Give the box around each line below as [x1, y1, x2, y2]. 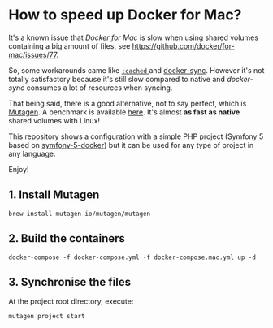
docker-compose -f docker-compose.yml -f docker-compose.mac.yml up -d [8, 253, 256, 261]
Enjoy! [8, 164, 30, 174]
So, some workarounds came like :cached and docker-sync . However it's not [8, 65, 265, 75]
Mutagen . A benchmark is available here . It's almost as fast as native [8, 107, 240, 117]
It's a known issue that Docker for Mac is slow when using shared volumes [8, 32, 258, 42]
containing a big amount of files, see [8, 41, 131, 50]
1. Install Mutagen [8, 188, 100, 202]
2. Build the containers [8, 231, 126, 245]
